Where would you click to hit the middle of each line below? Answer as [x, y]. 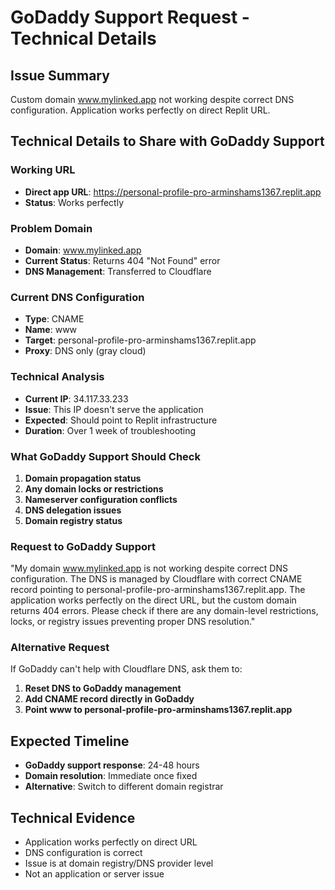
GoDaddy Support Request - [130, 17]
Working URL [43, 170]
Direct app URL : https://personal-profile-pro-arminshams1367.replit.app [173, 192]
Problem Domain [51, 228]
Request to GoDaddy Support [83, 546]
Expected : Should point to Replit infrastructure [121, 420]
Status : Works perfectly [74, 202]
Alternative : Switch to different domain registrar [124, 787]
